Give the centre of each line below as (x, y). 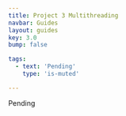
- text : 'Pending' (46, 67)
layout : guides (33, 30)
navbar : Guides (33, 23)
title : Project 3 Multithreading (63, 15)
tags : (17, 59)
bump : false (28, 45)
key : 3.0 (23, 37)
